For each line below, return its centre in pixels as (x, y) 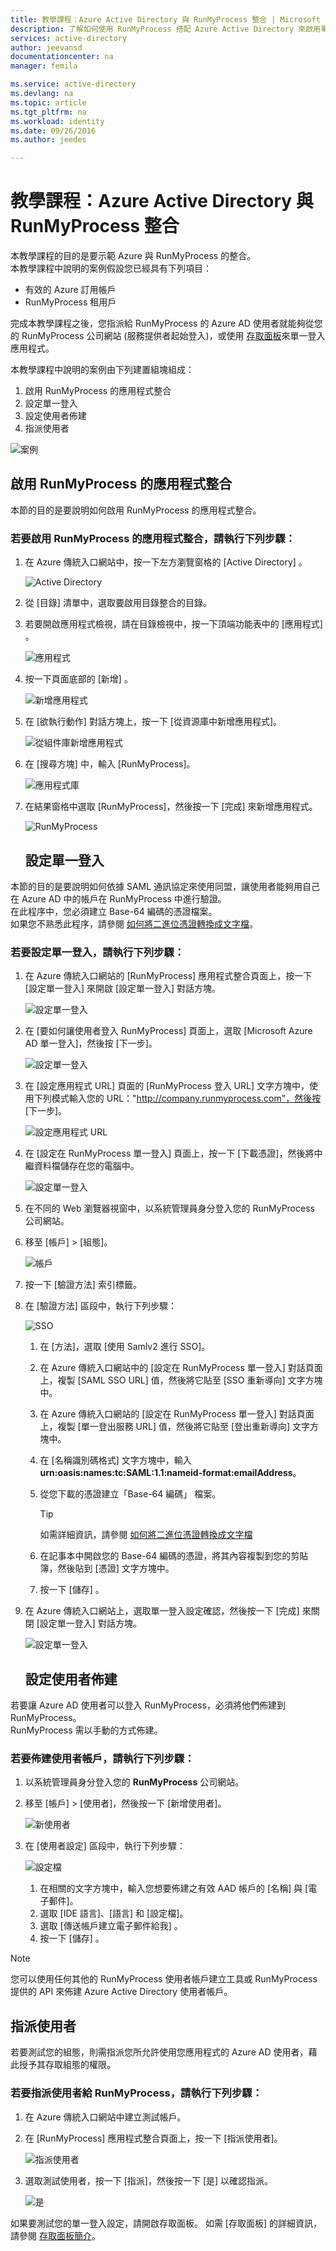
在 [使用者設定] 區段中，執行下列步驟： (105, 1846)
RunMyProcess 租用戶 (70, 302)
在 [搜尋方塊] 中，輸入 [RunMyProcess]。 (110, 764)
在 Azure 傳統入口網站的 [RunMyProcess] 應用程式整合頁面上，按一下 (168, 976)
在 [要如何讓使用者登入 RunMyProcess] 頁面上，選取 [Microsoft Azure (168, 1031)
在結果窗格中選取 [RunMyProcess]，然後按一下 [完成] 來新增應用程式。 (171, 807)
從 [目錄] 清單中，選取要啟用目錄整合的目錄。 (118, 603)
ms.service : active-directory (73, 84)
